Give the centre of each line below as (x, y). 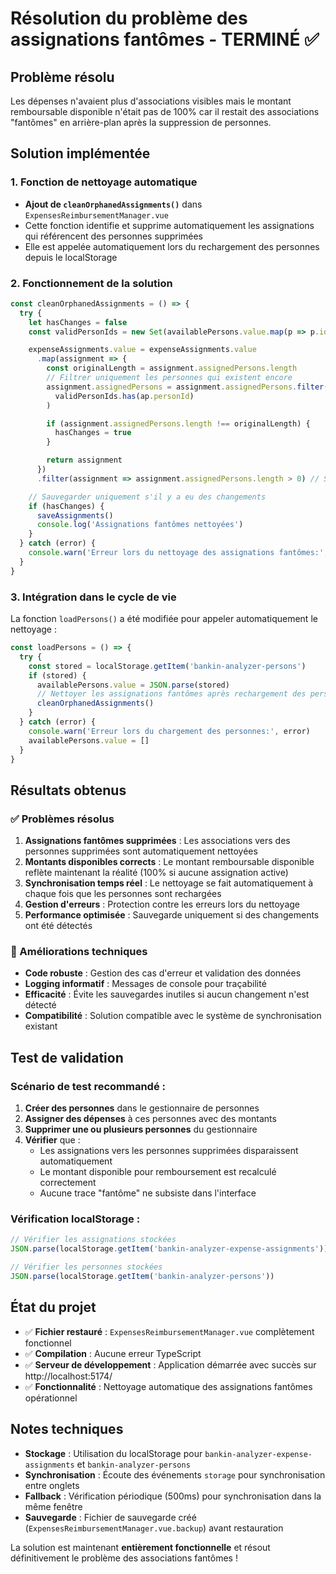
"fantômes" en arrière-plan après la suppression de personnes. (141, 122)
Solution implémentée (80, 153)
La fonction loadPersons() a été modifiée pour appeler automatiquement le (164, 619)
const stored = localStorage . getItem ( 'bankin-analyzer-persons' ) (167, 666)
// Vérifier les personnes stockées (86, 1267)
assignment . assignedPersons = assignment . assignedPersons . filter (185, 387)
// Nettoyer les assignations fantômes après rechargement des (171, 694)
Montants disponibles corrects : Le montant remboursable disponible (169, 862)
